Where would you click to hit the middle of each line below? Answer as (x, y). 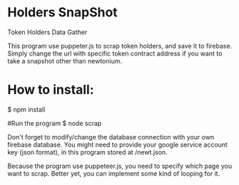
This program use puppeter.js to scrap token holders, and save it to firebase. (120, 46)
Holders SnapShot (62, 12)
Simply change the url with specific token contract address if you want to (115, 53)
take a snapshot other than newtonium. (65, 60)
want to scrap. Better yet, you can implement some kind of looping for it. (114, 173)
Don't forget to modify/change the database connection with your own (111, 137)
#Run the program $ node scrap (55, 123)
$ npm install (26, 109)
